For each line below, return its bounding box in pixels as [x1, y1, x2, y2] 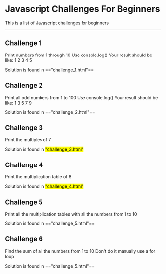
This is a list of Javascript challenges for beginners [5, 20, 109, 26]
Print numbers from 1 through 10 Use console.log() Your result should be [5, 52, 152, 58]
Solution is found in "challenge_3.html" [5, 146, 84, 152]
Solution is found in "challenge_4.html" [5, 183, 84, 189]
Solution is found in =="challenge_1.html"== [5, 67, 94, 73]
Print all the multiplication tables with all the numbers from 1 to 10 [5, 211, 137, 217]
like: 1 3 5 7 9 [5, 100, 32, 106]
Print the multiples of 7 [5, 137, 51, 143]
